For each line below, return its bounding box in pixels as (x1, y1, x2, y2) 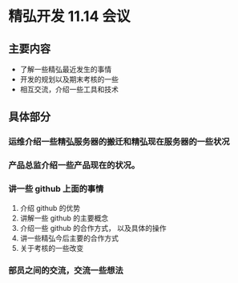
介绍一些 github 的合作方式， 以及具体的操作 (19, 223, 167, 232)
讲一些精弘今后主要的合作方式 (19, 233, 119, 243)
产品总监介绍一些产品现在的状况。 (8, 160, 140, 171)
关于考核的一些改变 (19, 243, 84, 253)
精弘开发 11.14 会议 (8, 7, 131, 26)
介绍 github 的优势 (19, 203, 81, 212)
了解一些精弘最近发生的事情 (19, 65, 112, 74)
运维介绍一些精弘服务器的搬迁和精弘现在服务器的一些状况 (8, 136, 230, 148)
